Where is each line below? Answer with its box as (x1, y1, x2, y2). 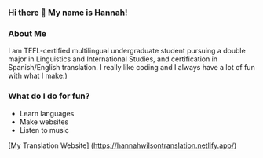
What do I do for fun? (8, 90, 90, 101)
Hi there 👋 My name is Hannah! (8, 7, 128, 18)
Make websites (19, 117, 69, 127)
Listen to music (19, 125, 69, 134)
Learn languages (19, 108, 75, 118)
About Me (8, 28, 47, 39)
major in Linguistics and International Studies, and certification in (8, 54, 218, 64)
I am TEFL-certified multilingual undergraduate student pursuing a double (8, 46, 246, 56)
